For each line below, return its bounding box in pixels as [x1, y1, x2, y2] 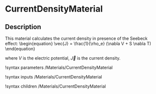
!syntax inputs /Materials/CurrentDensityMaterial [5, 74, 102, 79]
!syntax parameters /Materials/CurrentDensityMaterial [5, 64, 113, 70]
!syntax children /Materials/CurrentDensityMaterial [5, 83, 106, 89]
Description [5, 23, 41, 31]
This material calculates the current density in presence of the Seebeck [5, 35, 148, 41]
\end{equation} [5, 46, 35, 51]
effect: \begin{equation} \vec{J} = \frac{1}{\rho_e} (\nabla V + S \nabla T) [5, 41, 152, 47]
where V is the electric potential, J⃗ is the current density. [5, 55, 121, 61]
